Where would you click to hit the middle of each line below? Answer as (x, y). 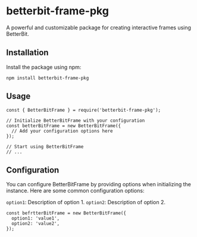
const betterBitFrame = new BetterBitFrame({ (63, 126)
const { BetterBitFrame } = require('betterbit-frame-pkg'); (84, 110)
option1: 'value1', (36, 218)
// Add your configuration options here (62, 131)
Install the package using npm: (44, 67)
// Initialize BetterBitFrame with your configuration (76, 121)
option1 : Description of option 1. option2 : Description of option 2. (86, 202)
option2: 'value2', (36, 224)
